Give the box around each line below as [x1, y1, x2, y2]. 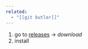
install [14, 37, 29, 44]
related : [5, 8, 28, 15]
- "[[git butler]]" [11, 14, 60, 20]
